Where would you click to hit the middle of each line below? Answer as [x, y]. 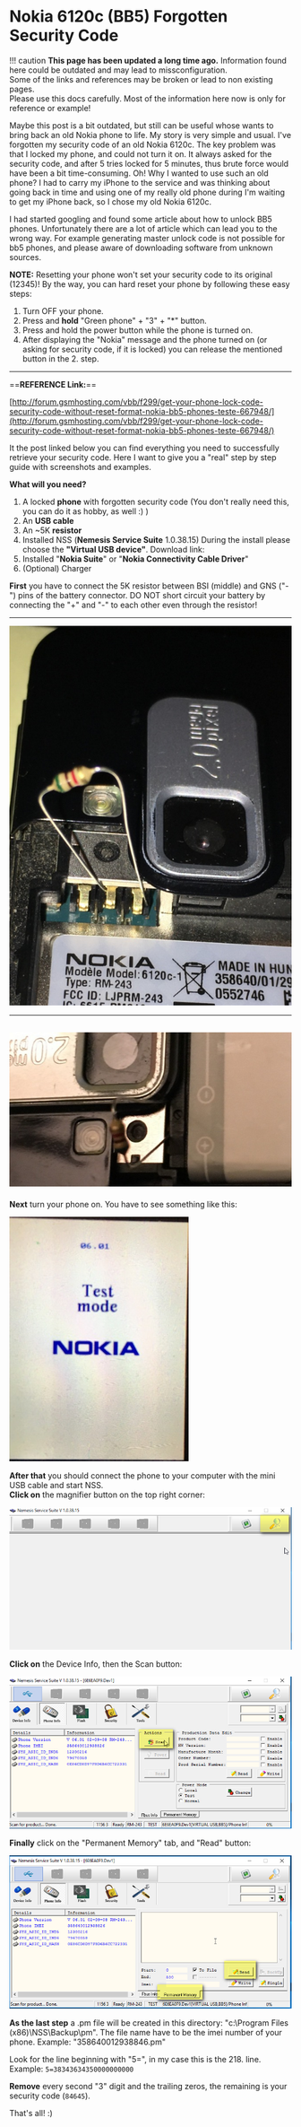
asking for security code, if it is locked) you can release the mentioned [152, 349]
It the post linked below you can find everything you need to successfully [144, 448]
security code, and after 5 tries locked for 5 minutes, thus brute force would [149, 163]
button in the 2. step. [60, 358]
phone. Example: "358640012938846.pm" [87, 2042]
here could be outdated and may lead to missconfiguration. [119, 70]
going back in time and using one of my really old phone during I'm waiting [147, 192]
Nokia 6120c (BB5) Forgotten [119, 17]
